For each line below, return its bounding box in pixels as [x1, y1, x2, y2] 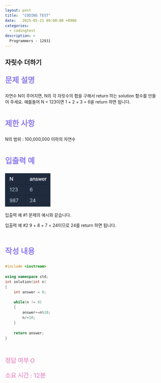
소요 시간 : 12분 [5, 372, 46, 380]
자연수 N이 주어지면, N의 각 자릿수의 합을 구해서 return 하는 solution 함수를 [5, 93, 147, 99]
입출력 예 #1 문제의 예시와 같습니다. [5, 212, 72, 218]
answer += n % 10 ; [22, 310, 51, 315]
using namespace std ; [5, 274, 49, 279]
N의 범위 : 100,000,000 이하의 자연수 [5, 136, 76, 142]
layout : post [5, 8, 31, 13]
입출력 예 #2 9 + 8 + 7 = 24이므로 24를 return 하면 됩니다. [5, 222, 117, 228]
